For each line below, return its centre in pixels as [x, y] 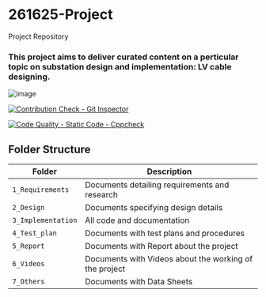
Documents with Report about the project [161, 246]
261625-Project [61, 15]
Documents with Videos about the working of [169, 259]
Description [169, 171]
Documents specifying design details [154, 208]
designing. [29, 77]
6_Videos [28, 264]
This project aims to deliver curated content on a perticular [123, 57]
